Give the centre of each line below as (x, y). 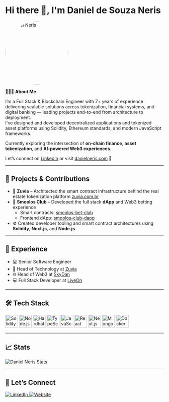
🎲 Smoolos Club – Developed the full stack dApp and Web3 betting (82, 202)
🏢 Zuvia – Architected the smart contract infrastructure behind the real (86, 191)
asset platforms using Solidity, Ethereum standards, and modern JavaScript (83, 128)
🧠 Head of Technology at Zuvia (45, 269)
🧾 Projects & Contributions (48, 179)
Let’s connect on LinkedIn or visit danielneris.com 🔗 (59, 158)
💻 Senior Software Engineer (42, 261)
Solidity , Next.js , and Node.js (44, 228)
